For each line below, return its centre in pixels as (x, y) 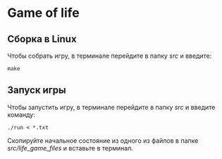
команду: (21, 115)
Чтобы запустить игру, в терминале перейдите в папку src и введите (111, 107)
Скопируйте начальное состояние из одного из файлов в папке (103, 140)
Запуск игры (37, 90)
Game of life (43, 13)
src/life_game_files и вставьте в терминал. (70, 148)
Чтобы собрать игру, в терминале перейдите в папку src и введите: (110, 56)
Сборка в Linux (42, 39)
